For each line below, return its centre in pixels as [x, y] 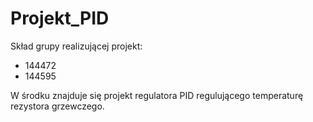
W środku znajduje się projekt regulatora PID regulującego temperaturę [157, 95]
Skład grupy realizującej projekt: [76, 46]
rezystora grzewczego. [57, 106]
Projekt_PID [60, 18]
